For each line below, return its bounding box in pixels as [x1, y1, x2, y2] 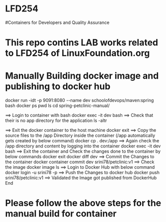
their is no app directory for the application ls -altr [5, 117, 107, 123]
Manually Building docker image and [5, 70, 159, 82]
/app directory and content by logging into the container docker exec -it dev [5, 143, 161, 149]
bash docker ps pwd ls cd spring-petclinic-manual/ [5, 103, 110, 109]
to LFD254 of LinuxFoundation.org [5, 48, 150, 59]
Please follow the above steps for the [5, 198, 162, 209]
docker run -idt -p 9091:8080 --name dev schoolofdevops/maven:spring [5, 98, 154, 104]
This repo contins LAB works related [5, 37, 158, 48]
